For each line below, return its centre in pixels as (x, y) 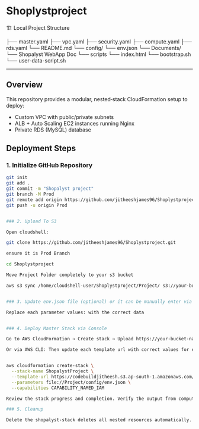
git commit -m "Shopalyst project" (50, 189)
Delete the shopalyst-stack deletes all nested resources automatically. (99, 420)
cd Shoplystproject (30, 264)
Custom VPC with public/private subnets (64, 117)
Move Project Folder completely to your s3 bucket (70, 275)
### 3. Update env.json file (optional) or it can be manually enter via (99, 302)
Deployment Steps (41, 148)
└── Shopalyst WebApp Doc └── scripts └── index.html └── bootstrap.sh (99, 54)
